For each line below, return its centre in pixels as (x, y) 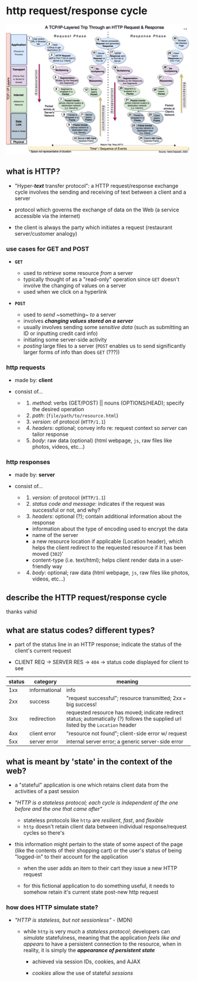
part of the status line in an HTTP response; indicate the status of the (98, 644)
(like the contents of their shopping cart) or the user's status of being (98, 851)
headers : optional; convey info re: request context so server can (110, 428)
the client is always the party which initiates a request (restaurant (93, 227)
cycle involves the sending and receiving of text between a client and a (100, 192)
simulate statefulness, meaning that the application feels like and (102, 938)
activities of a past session (47, 791)
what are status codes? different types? (81, 630)
